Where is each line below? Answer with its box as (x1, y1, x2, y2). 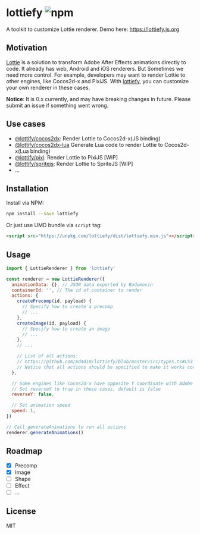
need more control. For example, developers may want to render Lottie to (6, 71, 186, 78)
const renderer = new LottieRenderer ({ (6, 276, 105, 282)
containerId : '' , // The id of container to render (11, 287, 143, 293)
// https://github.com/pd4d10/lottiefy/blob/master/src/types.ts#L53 (17, 359, 193, 365)
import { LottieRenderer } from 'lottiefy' (6, 265, 116, 271)
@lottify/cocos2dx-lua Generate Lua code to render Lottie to (14, 141, 164, 148)
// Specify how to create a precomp (21, 304, 113, 310)
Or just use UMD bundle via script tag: (6, 222, 102, 229)
